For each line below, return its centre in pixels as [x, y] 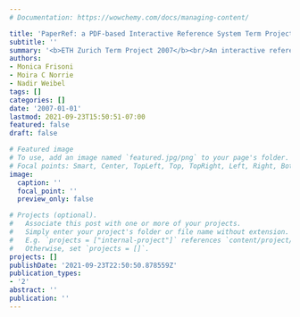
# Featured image [42, 150]
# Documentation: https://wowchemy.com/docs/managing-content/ [129, 17]
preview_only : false [55, 199]
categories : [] [37, 100]
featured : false [39, 125]
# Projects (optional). [54, 215]
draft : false [33, 133]
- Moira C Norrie [42, 75]
